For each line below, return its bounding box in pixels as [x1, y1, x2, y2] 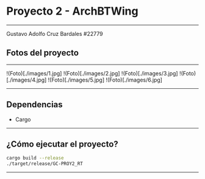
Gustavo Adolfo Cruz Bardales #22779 [6, 30, 103, 37]
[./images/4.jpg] [6, 76, 47, 83]
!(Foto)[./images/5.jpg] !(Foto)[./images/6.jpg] [48, 76, 163, 83]
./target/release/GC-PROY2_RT [6, 161, 84, 167]
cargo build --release [6, 155, 64, 161]
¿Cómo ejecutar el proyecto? [6, 139, 119, 149]
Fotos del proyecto [6, 47, 79, 58]
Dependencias [6, 99, 63, 110]
